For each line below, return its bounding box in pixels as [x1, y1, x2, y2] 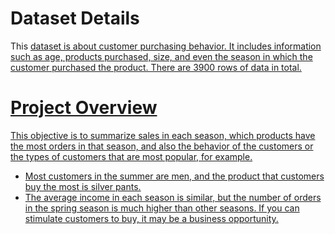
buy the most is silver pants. [24, 180, 142, 192]
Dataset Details [10, 7, 140, 30]
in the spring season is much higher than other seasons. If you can [24, 202, 300, 214]
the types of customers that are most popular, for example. [10, 150, 253, 162]
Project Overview [10, 97, 158, 119]
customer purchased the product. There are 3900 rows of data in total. [10, 61, 302, 73]
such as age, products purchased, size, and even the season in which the [10, 50, 313, 62]
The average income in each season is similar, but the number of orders [24, 191, 322, 203]
